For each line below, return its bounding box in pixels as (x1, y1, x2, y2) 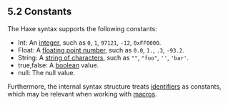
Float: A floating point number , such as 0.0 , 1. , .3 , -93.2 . (17, 45, 184, 54)
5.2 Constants (7, 6, 72, 18)
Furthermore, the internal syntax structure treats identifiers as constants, (7, 82, 222, 91)
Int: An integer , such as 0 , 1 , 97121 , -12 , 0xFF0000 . (17, 38, 162, 47)
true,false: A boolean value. (17, 60, 99, 70)
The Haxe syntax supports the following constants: (7, 24, 157, 33)
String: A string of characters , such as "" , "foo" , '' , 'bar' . (17, 53, 189, 62)
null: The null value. (17, 68, 76, 77)
